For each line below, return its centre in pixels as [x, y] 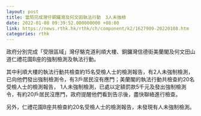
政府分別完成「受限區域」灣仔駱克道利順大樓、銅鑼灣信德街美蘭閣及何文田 [98, 52]
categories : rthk [28, 34]
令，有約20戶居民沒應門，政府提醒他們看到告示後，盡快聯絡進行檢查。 [94, 94]
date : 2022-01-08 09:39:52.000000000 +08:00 [63, 23]
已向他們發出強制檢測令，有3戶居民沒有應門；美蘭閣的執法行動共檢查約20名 [100, 80]
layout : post [22, 12]
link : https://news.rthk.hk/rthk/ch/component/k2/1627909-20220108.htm [97, 28]
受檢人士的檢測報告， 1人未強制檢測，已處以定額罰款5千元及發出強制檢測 [96, 87]
